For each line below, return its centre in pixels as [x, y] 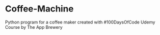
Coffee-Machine [39, 9]
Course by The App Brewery [34, 27]
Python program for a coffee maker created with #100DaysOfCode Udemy [80, 22]
